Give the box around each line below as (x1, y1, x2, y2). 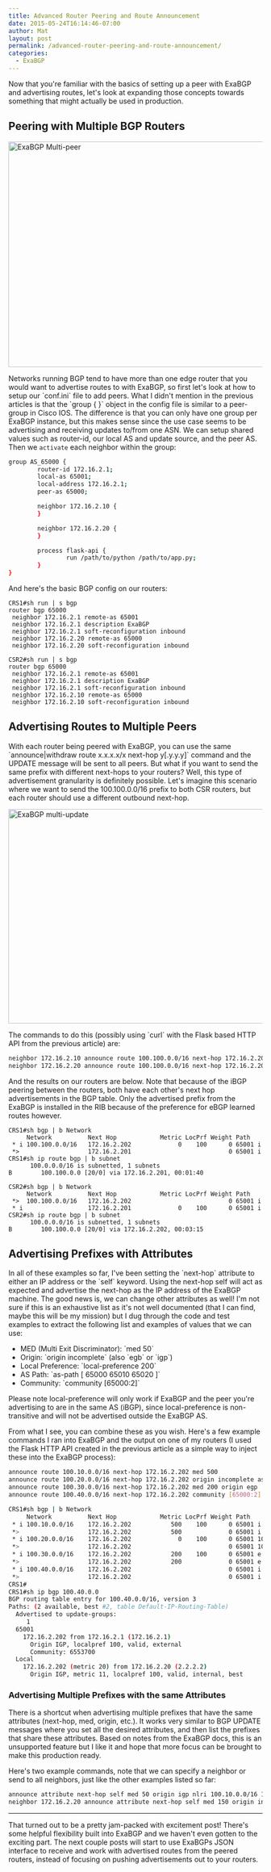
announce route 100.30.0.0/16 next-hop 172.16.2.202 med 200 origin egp (8, 1483, 258, 1492)
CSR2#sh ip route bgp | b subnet (8, 1211, 121, 1219)
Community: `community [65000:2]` (19, 1378, 140, 1388)
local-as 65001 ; (37, 473, 92, 481)
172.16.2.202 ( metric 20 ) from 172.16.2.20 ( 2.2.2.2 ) (23, 1663, 207, 1671)
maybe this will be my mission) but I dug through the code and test (8, 1311, 230, 1321)
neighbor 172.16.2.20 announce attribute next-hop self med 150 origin (8, 1798, 254, 1807)
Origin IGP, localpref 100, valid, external (29, 1640, 182, 1648)
